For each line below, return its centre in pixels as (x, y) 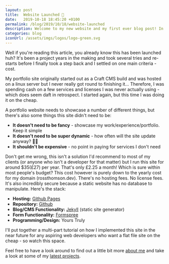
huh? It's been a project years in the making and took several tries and (78, 58)
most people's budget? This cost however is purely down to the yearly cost (83, 172)
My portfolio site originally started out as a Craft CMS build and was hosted (83, 79)
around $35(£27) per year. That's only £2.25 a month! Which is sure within (83, 167)
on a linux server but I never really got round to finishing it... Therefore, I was (85, 84)
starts (11, 63)
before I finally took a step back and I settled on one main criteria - (88, 63)
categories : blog (23, 33)
